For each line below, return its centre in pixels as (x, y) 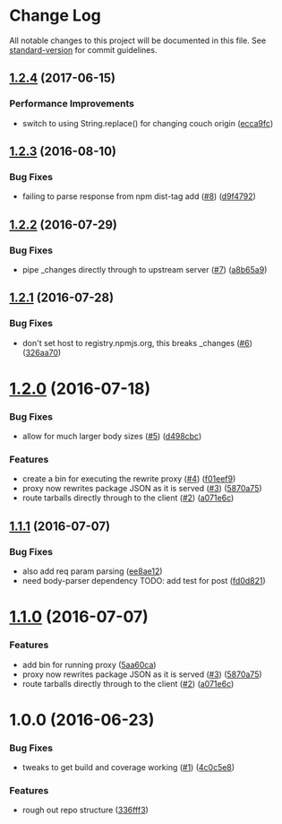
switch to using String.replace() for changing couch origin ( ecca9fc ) (148, 123)
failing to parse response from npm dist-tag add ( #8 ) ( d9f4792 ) (139, 196)
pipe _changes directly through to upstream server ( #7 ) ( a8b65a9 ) (145, 269)
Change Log (55, 16)
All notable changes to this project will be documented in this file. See (138, 40)
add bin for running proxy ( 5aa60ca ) (89, 664)
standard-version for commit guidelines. (83, 49)
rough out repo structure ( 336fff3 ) (85, 810)
